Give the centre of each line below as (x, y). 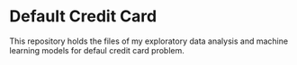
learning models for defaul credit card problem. (97, 50)
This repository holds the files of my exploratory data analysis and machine (149, 41)
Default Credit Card (83, 16)
